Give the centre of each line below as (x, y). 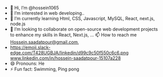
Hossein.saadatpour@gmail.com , (44, 42)
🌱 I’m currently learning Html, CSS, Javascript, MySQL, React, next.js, (82, 18)
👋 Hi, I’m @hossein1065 (34, 8)
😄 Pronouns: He (27, 63)
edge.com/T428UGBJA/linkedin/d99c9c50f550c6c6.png (69, 53)
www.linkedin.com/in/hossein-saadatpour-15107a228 (65, 58)
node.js (18, 24)
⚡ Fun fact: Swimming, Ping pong (45, 69)
